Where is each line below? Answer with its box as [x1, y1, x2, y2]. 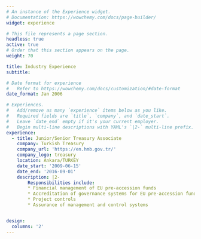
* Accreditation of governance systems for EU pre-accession [28, 191, 184, 197]
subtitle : [6, 69, 31, 75]
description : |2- [17, 174, 60, 180]
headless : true [6, 36, 44, 42]
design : [6, 217, 26, 224]
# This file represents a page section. [6, 30, 109, 36]
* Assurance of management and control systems [28, 202, 148, 208]
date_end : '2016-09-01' [17, 168, 77, 174]
